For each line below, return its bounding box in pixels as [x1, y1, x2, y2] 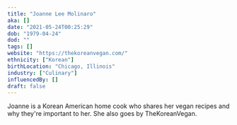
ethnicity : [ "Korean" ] [7, 56, 74, 64]
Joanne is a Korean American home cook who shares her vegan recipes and [7, 102, 230, 110]
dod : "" [7, 37, 30, 44]
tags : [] [7, 43, 33, 50]
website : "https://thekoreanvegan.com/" [7, 50, 129, 57]
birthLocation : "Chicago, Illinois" [7, 63, 115, 70]
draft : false [7, 83, 46, 90]
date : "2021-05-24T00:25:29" [7, 23, 93, 30]
